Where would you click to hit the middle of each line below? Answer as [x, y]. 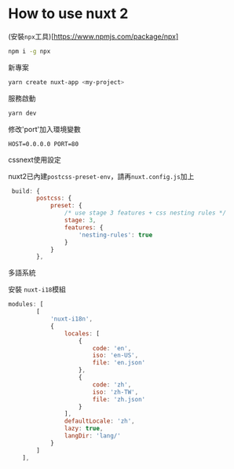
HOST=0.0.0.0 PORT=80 [44, 144]
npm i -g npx [29, 51]
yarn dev [22, 113]
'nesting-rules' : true [115, 235]
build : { [26, 191]
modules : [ [26, 304]
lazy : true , [84, 429]
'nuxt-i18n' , [71, 319]
